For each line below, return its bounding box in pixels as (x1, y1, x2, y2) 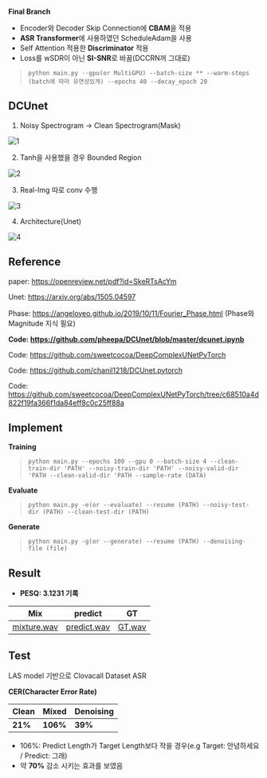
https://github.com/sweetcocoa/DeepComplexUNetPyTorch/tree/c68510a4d (8, 389, 259, 399)
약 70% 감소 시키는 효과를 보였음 (19, 761, 124, 771)
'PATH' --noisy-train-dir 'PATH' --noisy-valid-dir (63, 465, 239, 473)
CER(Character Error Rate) (8, 687, 97, 696)
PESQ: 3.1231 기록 (19, 588, 79, 598)
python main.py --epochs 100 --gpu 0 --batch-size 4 (27, 457, 207, 466)
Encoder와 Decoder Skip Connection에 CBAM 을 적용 (19, 23, 192, 33)
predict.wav (65, 621, 110, 632)
